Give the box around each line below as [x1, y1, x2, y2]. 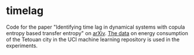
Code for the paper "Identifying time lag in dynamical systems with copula [6, 23, 185, 30]
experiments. [6, 42, 38, 49]
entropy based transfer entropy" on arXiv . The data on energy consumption [6, 29, 189, 36]
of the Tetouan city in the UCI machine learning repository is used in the [6, 36, 180, 43]
